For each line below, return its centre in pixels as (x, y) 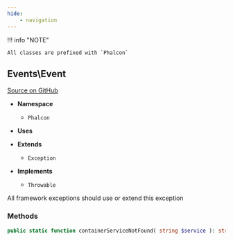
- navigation (38, 20)
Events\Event (37, 74)
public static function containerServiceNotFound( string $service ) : (111, 231)
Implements (35, 172)
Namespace (35, 104)
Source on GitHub (33, 90)
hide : (15, 14)
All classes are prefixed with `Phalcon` (68, 53)
